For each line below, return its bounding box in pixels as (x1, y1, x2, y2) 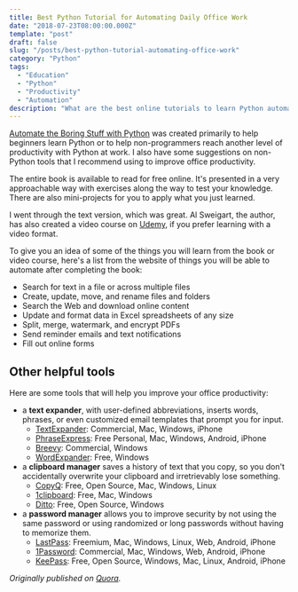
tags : (9, 63, 29, 72)
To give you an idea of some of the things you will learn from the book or (9, 246, 275, 257)
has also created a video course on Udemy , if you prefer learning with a (9, 219, 271, 230)
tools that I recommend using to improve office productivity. (36, 156, 256, 167)
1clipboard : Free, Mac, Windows (35, 490, 153, 501)
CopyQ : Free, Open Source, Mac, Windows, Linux (35, 480, 217, 491)
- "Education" (17, 71, 69, 80)
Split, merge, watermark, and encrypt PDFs (21, 320, 180, 330)
